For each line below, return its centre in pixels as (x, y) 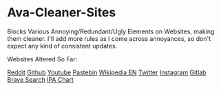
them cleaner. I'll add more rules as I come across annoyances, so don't (109, 38)
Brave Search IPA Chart (40, 79)
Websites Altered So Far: (42, 59)
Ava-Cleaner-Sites (62, 13)
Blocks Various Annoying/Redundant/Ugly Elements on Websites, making (111, 31)
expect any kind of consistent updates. (62, 46)
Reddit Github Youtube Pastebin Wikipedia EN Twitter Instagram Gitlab (107, 72)
